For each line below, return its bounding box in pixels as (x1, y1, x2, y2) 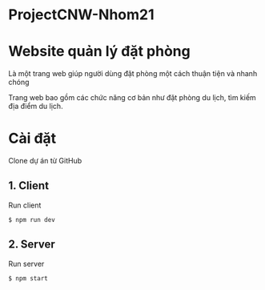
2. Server (8, 238, 55, 252)
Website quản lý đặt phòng (8, 42, 191, 61)
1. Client (8, 179, 50, 193)
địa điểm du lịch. (8, 102, 63, 111)
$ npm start (8, 274, 48, 282)
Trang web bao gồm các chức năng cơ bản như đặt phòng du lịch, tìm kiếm (8, 93, 256, 103)
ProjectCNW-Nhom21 (8, 6, 155, 24)
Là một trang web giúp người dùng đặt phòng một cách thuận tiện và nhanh (8, 69, 258, 79)
